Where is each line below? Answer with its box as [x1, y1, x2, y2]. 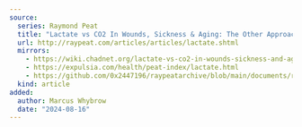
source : [9, 13, 39, 22]
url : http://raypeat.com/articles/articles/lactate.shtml [17, 38, 240, 47]
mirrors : [17, 47, 50, 55]
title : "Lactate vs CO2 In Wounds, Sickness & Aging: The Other [17, 30, 263, 38]
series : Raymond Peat [17, 21, 99, 30]
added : [9, 88, 34, 97]
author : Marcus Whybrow [17, 96, 106, 106]
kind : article [17, 80, 70, 89]
